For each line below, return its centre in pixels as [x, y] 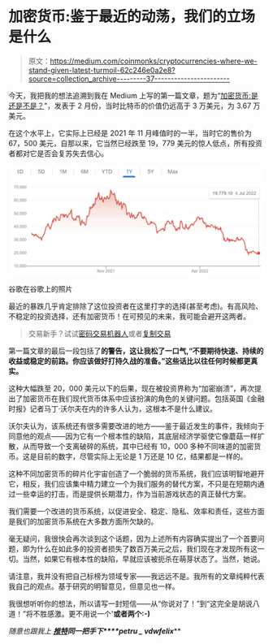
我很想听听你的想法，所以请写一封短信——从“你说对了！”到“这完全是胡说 [131, 603]
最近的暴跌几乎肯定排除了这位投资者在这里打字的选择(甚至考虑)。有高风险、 [136, 306]
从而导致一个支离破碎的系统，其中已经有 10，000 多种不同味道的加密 [138, 446]
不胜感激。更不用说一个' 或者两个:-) [91, 613]
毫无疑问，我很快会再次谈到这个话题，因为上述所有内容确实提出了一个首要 [133, 538]
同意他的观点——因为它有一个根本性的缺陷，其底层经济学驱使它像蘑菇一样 [133, 436]
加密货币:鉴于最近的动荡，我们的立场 [132, 17]
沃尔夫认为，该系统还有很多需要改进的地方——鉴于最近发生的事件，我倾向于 [136, 426]
